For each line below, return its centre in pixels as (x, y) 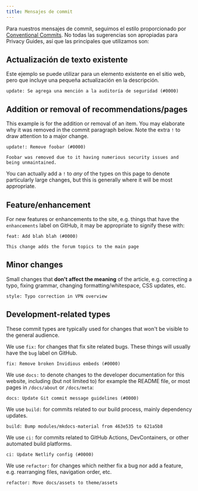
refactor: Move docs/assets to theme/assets (62, 483)
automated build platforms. (39, 444)
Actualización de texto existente (67, 60)
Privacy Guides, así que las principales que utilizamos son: (78, 41)
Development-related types (58, 315)
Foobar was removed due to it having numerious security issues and (92, 158)
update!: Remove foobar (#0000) (46, 147)
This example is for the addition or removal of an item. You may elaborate (95, 124)
